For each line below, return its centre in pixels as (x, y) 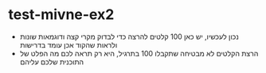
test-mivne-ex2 (61, 15)
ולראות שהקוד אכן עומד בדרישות (68, 44)
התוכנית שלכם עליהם (52, 62)
